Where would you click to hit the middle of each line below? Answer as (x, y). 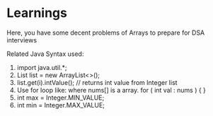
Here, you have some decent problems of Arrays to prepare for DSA (106, 33)
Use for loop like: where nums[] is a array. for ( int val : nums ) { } (111, 90)
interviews (22, 40)
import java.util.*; (42, 67)
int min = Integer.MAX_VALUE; (61, 105)
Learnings (37, 13)
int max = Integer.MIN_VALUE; (61, 98)
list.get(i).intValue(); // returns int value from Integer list (97, 82)
